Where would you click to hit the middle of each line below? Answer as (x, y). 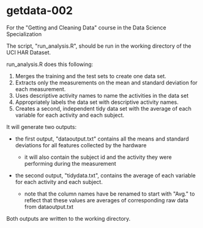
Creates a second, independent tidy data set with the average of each (103, 108)
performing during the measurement (70, 163)
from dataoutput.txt (49, 207)
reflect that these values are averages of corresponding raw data (106, 200)
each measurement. (40, 89)
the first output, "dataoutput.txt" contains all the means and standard (102, 139)
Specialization (24, 34)
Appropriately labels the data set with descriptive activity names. (97, 102)
